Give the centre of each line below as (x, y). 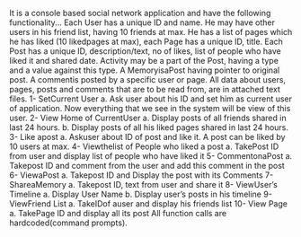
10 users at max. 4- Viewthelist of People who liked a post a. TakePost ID (144, 146)
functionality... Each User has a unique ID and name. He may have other (142, 22)
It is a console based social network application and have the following (140, 13)
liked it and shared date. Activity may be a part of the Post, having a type (144, 61)
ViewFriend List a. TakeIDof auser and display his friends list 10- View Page (148, 204)
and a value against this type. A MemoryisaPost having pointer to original (145, 70)
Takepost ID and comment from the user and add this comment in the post (147, 166)
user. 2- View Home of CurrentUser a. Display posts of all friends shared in (148, 118)
